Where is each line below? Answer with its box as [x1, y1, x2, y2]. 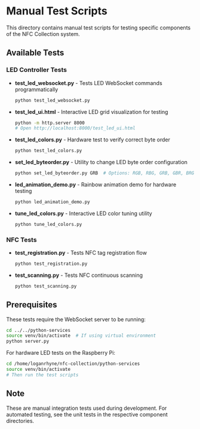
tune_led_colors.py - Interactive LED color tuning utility [14, 210, 152, 217]
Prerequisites [6, 300, 57, 310]
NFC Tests [6, 235, 37, 244]
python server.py [6, 339, 50, 345]
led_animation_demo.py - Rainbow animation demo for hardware [14, 181, 177, 188]
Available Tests [6, 48, 64, 58]
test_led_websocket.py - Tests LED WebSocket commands [14, 79, 162, 86]
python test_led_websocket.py [14, 97, 91, 103]
